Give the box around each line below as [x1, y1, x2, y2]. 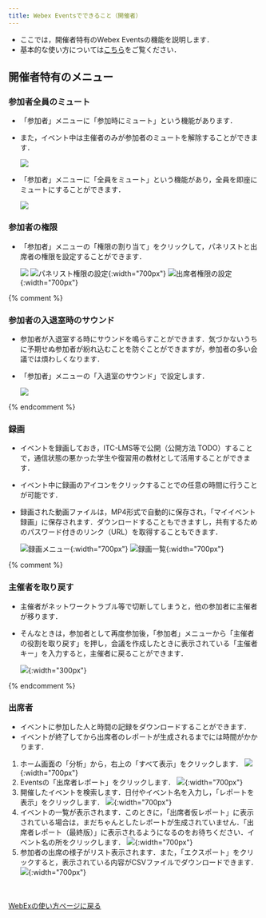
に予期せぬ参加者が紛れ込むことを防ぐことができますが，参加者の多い [19, 344, 251, 353]
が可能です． [19, 490, 62, 500]
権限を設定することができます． [41, 251, 146, 261]
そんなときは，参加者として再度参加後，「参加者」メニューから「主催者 [19, 629, 255, 638]
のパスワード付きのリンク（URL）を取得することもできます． [19, 527, 223, 537]
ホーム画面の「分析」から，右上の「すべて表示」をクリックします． [19, 759, 243, 768]
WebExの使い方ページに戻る [8, 900, 101, 910]
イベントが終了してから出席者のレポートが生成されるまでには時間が [19, 732, 244, 741]
